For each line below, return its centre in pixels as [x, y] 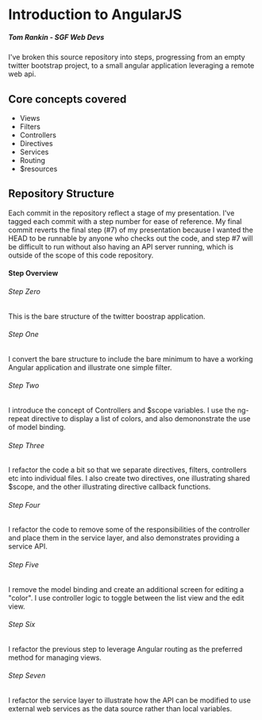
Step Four [24, 505]
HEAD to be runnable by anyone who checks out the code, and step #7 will [131, 238]
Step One [24, 335]
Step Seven [27, 675]
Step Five [24, 564]
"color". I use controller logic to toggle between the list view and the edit [126, 598]
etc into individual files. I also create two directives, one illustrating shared [129, 478]
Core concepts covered [67, 99]
